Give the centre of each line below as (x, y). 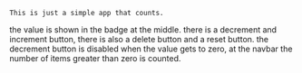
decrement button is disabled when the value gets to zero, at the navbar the (151, 49)
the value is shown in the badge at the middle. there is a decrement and (143, 30)
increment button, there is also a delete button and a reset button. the (139, 39)
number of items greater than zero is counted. (95, 58)
